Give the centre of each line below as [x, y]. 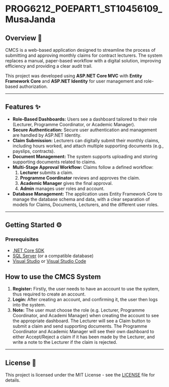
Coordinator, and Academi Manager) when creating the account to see [86, 316]
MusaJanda [30, 19]
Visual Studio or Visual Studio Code [49, 261]
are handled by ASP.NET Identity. [47, 135]
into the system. [29, 305]
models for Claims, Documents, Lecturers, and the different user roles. [86, 205]
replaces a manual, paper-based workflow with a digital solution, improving [83, 61]
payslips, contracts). [34, 151]
